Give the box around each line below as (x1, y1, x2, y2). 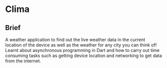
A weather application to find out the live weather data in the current (5, 36, 146, 42)
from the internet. (5, 58, 41, 63)
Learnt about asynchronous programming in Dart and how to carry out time (5, 47, 160, 53)
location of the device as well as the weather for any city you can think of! (5, 42, 157, 48)
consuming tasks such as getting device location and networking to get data (5, 52, 162, 58)
